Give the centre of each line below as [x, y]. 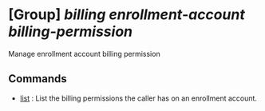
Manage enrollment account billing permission [85, 54]
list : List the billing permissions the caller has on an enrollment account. [138, 98]
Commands [38, 79]
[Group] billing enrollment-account [127, 15]
